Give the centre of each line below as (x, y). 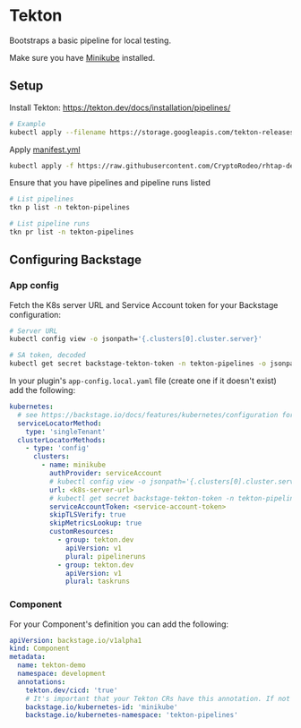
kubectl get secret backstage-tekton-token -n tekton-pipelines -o (138, 364)
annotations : (42, 681)
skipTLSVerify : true (87, 515)
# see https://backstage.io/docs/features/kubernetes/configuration (148, 415)
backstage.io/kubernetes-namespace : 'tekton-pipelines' (132, 715)
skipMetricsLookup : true (95, 523)
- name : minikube (73, 465)
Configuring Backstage (75, 260)
